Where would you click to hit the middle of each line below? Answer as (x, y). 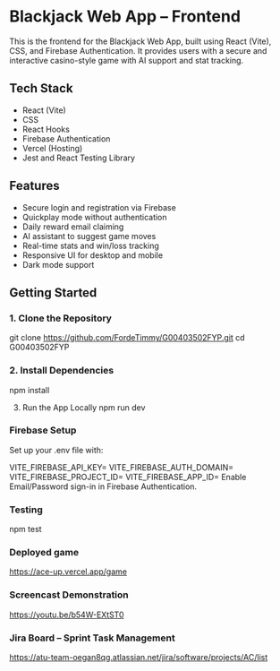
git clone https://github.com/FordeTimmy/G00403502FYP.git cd (127, 338)
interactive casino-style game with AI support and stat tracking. (127, 60)
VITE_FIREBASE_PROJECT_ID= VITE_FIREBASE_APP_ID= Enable (128, 477)
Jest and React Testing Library (79, 158)
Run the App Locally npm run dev (84, 407)
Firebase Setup (43, 430)
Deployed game (44, 553)
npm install (30, 390)
